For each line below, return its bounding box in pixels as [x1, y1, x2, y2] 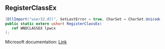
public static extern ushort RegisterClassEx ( [5, 21, 102, 26]
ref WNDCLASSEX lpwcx [11, 26, 56, 31]
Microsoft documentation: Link [5, 39, 67, 45]
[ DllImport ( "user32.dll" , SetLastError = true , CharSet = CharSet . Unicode [5, 16, 162, 21]
